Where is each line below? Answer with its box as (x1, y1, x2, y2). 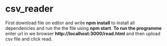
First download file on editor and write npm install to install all (5, 20, 135, 26)
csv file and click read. (5, 36, 53, 42)
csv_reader (5, 3, 53, 15)
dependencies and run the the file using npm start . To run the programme (5, 25, 162, 31)
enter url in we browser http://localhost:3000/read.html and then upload (5, 30, 160, 36)
